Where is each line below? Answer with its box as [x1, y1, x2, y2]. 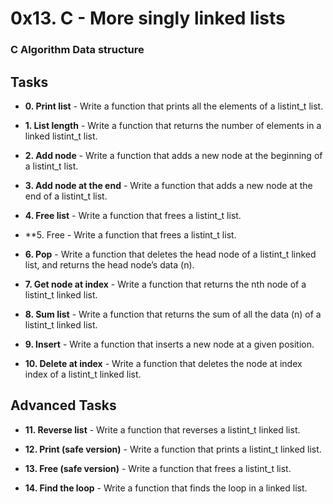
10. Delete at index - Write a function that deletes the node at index [24, 357, 303, 369]
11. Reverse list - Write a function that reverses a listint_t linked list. [24, 423, 301, 436]
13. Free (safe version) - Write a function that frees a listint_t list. [24, 462, 292, 474]
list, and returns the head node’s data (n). [24, 258, 195, 271]
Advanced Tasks [10, 397, 117, 414]
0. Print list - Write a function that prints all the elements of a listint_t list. [24, 100, 324, 112]
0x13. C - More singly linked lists [10, 7, 286, 30]
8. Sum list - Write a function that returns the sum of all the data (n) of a [24, 308, 322, 320]
